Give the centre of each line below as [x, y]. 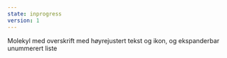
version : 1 [23, 21]
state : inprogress [35, 14]
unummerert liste [32, 48]
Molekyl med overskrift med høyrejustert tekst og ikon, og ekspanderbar [114, 40]
